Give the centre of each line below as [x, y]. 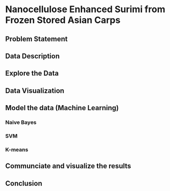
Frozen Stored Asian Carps [63, 20]
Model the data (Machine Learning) [62, 108]
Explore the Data [32, 73]
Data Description [32, 56]
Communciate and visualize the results [68, 166]
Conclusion [24, 183]
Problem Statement [37, 39]
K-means [17, 149]
